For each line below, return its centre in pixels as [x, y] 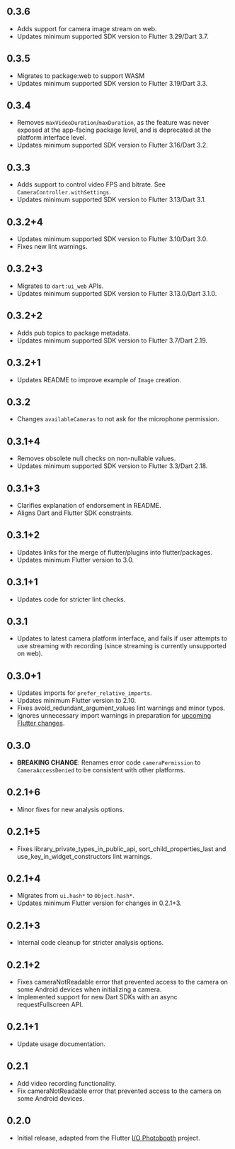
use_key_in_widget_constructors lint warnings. [85, 856]
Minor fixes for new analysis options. [70, 809]
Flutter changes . [41, 723]
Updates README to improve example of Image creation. [99, 379]
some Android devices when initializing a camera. [89, 989]
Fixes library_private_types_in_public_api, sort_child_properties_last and [121, 849]
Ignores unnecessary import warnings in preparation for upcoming [114, 716]
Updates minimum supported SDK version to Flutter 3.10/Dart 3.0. [112, 239]
